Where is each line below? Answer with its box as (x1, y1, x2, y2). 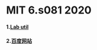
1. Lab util (6, 23, 29, 30)
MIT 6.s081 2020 (6, 4, 92, 17)
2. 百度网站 (6, 38, 33, 45)
